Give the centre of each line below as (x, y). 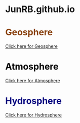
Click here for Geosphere (32, 46)
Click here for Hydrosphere (34, 115)
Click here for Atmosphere (33, 81)
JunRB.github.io (40, 9)
